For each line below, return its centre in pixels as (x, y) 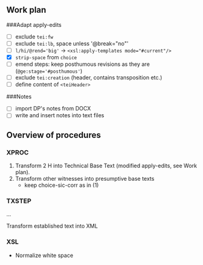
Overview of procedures (54, 135)
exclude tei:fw (34, 37)
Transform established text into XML (52, 226)
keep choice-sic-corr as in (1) (61, 185)
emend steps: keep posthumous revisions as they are (82, 64)
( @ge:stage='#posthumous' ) (49, 71)
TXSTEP (19, 201)
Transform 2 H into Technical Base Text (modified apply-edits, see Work (106, 166)
